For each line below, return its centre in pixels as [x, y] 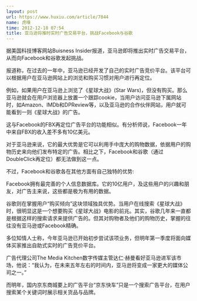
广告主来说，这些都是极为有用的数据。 [68, 191]
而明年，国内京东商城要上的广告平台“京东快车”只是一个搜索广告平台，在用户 [98, 285]
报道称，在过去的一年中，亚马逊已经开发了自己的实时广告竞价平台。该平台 [96, 70]
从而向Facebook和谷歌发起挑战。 [46, 58]
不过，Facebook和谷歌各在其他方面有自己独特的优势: [70, 172]
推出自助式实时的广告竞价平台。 [60, 245]
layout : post [22, 11]
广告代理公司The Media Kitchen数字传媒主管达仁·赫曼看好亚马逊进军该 [91, 258]
